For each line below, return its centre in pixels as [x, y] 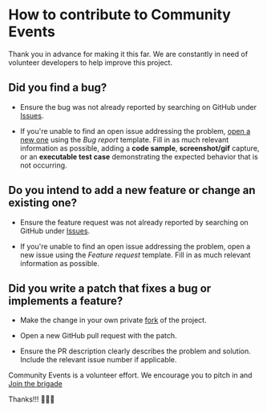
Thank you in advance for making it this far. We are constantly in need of [128, 54]
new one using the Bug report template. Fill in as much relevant [124, 139]
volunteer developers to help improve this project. [91, 63]
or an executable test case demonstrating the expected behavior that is [139, 156]
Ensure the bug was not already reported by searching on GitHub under [138, 107]
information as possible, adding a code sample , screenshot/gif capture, [140, 148]
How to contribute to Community [119, 15]
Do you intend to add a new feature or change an [132, 190]
